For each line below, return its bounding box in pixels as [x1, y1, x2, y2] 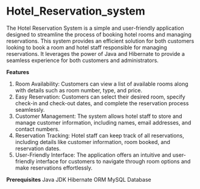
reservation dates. [15, 145, 61, 152]
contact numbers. [15, 125, 60, 132]
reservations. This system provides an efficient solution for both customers [6, 37, 195, 44]
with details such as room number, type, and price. [15, 86, 143, 94]
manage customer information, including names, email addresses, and [15, 119, 191, 126]
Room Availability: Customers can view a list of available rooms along [15, 80, 188, 88]
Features [6, 68, 29, 75]
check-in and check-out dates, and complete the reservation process [15, 99, 189, 107]
